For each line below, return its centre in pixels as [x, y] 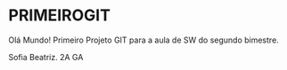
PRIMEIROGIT [59, 16]
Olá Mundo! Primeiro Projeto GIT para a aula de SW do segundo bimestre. [144, 40]
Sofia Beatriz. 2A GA [46, 57]
